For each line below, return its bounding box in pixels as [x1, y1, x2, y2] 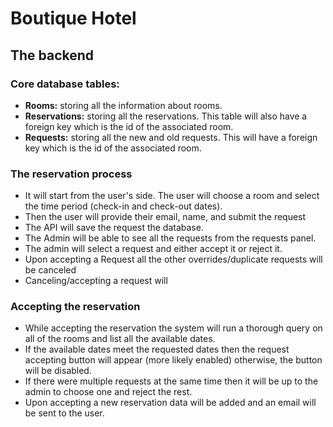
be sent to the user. [24, 407, 105, 419]
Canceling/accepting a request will [24, 275, 168, 287]
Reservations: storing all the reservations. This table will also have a [24, 110, 308, 122]
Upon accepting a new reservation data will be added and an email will [24, 397, 317, 409]
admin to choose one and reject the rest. [24, 386, 193, 398]
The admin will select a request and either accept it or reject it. [24, 243, 283, 255]
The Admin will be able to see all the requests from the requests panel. [24, 232, 317, 244]
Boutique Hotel [10, 7, 137, 30]
